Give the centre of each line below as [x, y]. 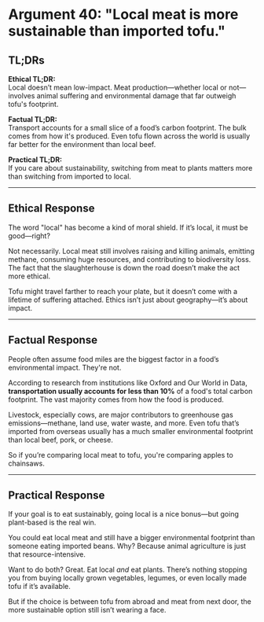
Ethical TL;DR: [32, 79]
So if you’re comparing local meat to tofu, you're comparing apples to [121, 455]
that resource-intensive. [47, 554]
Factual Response [53, 340]
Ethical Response [51, 209]
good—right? [29, 236]
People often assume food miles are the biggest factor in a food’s [114, 359]
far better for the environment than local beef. [82, 144]
